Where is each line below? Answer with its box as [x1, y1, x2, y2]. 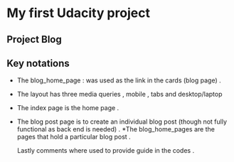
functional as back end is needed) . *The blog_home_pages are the [16, 125, 215, 134]
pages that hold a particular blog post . [16, 133, 131, 141]
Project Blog [6, 33, 62, 45]
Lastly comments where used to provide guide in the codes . [16, 146, 195, 155]
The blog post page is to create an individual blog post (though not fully [16, 117, 228, 126]
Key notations [6, 57, 70, 69]
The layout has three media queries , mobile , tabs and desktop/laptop [16, 90, 223, 99]
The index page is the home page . [16, 104, 119, 112]
